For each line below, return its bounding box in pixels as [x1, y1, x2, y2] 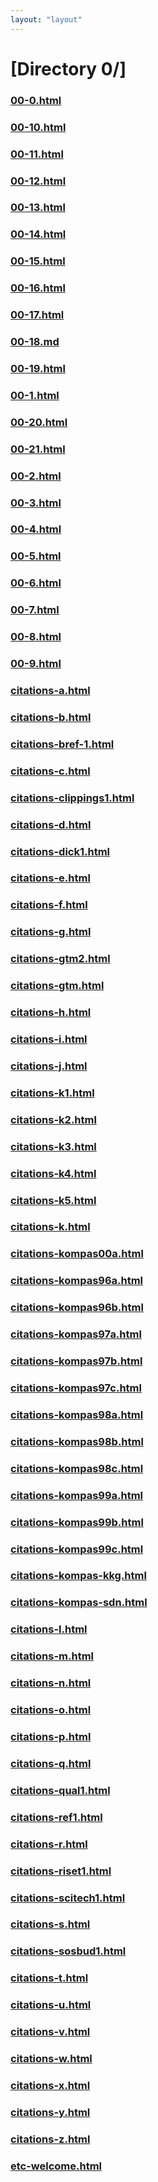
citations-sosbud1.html [10, 1944, 127, 1958]
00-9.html [10, 657, 62, 671]
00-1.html [10, 388, 60, 402]
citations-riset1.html [10, 1864, 112, 1878]
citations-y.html [10, 2105, 91, 2119]
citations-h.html [10, 1006, 92, 1020]
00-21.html [10, 442, 66, 456]
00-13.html [10, 201, 66, 215]
